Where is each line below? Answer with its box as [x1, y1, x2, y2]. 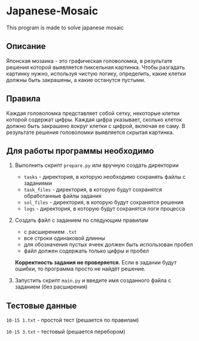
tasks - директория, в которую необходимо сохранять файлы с [23, 173, 186, 181]
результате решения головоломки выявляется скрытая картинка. [6, 129, 174, 136]
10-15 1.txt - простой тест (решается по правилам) [6, 316, 139, 324]
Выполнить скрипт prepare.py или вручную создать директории [14, 162, 179, 169]
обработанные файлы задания [23, 193, 102, 200]
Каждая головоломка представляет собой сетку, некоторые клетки [6, 109, 180, 117]
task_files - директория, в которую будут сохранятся [23, 186, 163, 193]
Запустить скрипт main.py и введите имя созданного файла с [14, 277, 172, 284]
